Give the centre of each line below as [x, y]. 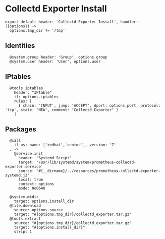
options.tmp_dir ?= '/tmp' [37, 30]
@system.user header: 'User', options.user [55, 61]
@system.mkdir [24, 197]
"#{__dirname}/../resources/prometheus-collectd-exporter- [99, 171]
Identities [20, 46]
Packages [21, 129]
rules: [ [23, 101]
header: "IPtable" [33, 92]
